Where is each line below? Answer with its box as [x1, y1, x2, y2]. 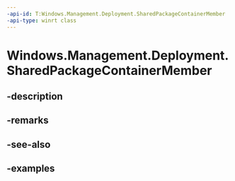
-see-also [6, 139, 51, 151]
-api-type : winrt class [6, 17, 77, 24]
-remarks [6, 115, 49, 127]
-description [6, 90, 63, 103]
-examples [6, 163, 55, 175]
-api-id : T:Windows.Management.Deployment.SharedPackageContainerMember [6, 10, 226, 18]
